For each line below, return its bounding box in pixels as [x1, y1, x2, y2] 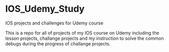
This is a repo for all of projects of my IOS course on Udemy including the [5, 30, 159, 36]
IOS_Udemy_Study [5, 3, 85, 15]
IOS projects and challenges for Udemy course [5, 20, 103, 26]
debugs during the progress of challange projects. [5, 40, 111, 46]
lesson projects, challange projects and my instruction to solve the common [5, 35, 164, 41]
